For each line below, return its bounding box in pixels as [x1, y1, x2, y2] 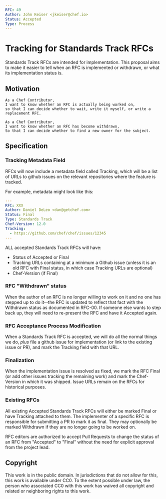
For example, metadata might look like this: [5, 188, 93, 194]
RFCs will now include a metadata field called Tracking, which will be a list [5, 168, 158, 174]
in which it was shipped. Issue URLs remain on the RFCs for [21, 378, 145, 385]
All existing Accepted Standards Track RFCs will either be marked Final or [5, 408, 157, 414]
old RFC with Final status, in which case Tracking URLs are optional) [12, 264, 153, 270]
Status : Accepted [5, 16, 41, 21]
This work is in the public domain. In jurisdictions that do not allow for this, [5, 472, 158, 478]
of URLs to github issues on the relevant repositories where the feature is [5, 173, 156, 179]
